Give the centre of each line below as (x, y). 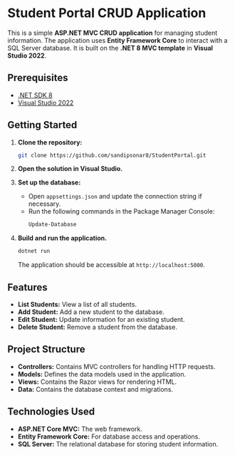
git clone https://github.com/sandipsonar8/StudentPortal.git (112, 155)
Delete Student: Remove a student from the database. (98, 327)
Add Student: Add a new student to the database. (91, 312)
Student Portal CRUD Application (107, 13)
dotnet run (34, 251)
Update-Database (52, 225)
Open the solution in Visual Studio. (70, 169)
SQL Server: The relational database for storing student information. (118, 444)
